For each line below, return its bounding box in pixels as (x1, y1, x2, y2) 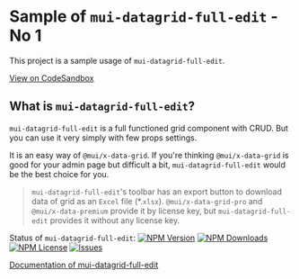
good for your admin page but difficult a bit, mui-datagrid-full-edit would (9, 159, 286, 170)
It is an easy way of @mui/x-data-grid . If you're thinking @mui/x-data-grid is (9, 149, 289, 160)
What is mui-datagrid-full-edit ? (9, 99, 196, 114)
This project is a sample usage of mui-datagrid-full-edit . (9, 55, 225, 66)
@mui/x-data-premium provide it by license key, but (31, 205, 217, 216)
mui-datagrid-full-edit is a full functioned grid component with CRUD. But (9, 122, 289, 133)
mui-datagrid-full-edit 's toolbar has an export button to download (31, 186, 283, 197)
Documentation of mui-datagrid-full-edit (9, 259, 159, 270)
